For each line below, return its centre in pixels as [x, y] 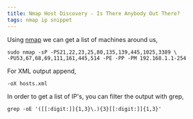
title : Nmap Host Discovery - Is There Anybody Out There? [94, 13]
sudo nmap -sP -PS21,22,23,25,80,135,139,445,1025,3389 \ [92, 52]
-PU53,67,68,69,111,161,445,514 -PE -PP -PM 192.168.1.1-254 [97, 58]
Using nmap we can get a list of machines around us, [83, 39]
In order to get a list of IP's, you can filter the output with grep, [95, 96]
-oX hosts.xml [28, 83]
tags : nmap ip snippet [40, 20]
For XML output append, [42, 71]
